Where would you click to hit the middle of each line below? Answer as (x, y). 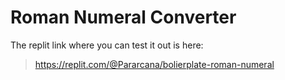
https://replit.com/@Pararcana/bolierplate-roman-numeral (154, 64)
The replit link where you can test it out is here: (107, 45)
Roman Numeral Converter (123, 17)
